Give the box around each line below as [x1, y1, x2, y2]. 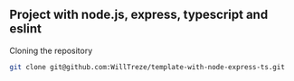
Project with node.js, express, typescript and [9, 7, 269, 22]
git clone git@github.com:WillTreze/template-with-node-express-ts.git [9, 62, 285, 71]
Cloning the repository [9, 45, 93, 56]
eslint [9, 22, 43, 37]
